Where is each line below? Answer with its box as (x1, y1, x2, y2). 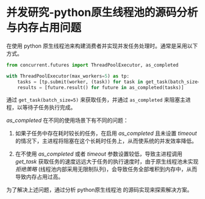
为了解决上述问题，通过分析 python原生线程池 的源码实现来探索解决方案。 (6, 186, 193, 194)
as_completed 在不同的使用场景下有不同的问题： (6, 117, 129, 124)
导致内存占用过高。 (15, 173, 64, 181)
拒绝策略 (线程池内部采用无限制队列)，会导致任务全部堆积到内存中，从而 (15, 165, 197, 173)
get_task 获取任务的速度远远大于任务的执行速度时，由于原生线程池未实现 (15, 158, 199, 165)
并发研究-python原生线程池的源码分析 (6, 5, 198, 20)
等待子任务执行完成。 (22, 104, 76, 111)
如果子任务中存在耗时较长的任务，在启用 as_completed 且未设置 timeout (15, 129, 197, 137)
